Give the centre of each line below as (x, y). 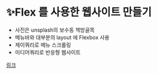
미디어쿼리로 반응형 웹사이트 (48, 52)
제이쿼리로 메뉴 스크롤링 (43, 45)
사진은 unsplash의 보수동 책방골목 (55, 30)
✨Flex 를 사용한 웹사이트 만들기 (79, 12)
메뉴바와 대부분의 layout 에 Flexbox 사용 (62, 37)
